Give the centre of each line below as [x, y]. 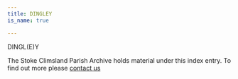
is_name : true [28, 20]
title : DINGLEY [30, 14]
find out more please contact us [54, 68]
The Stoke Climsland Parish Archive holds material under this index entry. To [119, 60]
